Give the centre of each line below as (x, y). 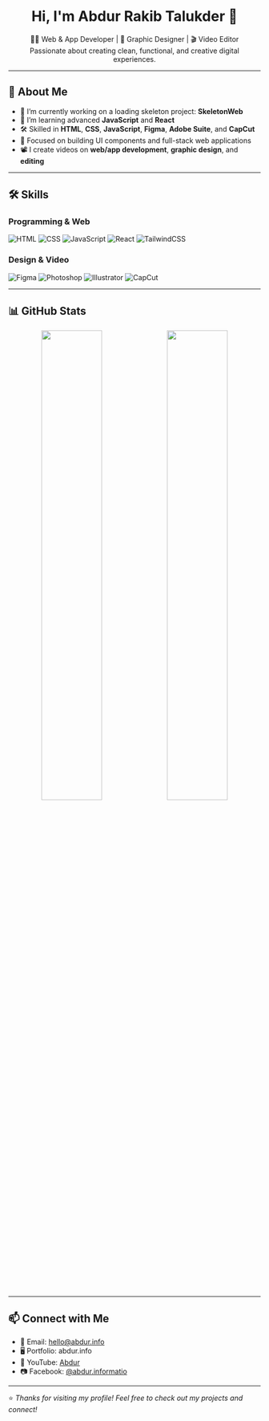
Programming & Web (49, 222)
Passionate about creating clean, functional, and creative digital (134, 51)
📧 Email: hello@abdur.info (62, 1342)
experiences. (134, 59)
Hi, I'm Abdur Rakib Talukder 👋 (134, 16)
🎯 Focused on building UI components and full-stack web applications (136, 140)
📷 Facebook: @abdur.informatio (74, 1371)
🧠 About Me (38, 92)
